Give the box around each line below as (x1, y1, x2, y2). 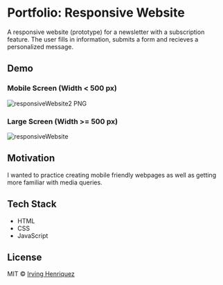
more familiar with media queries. (7, 178, 102, 187)
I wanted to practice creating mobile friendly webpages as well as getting (7, 171, 217, 179)
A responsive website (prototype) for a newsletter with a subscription (7, 28, 205, 36)
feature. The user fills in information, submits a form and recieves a (7, 35, 199, 43)
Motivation (7, 153, 55, 164)
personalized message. (7, 42, 74, 51)
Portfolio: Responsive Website (7, 5, 185, 21)
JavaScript (17, 231, 48, 240)
